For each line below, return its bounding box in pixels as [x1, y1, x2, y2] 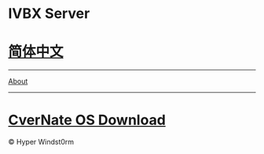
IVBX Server [8, 5, 90, 23]
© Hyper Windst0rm [8, 138, 75, 147]
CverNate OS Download [8, 111, 167, 129]
